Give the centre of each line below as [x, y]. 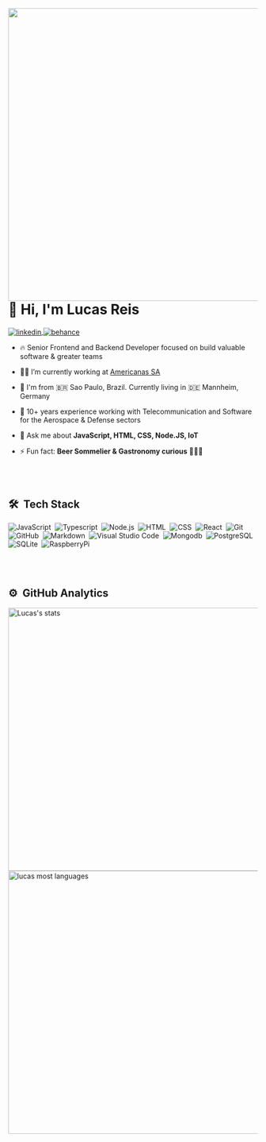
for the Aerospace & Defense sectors [80, 420]
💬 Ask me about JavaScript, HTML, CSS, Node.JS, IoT [109, 435]
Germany [34, 396]
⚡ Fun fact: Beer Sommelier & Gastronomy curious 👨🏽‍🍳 [111, 451]
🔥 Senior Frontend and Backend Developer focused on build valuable [132, 348]
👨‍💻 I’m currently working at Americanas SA [90, 372]
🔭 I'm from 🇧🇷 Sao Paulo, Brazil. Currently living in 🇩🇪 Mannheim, [129, 388]
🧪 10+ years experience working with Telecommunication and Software [136, 411]
